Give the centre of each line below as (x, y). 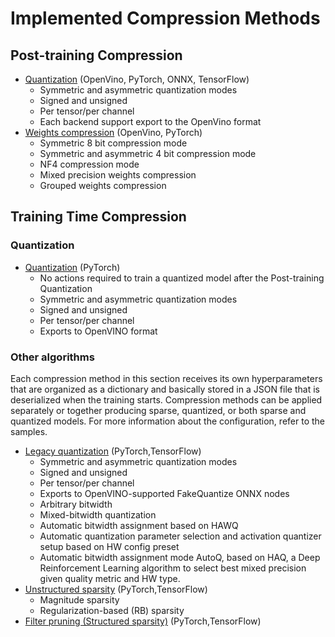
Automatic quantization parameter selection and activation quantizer (180, 536)
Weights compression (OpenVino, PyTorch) (113, 132)
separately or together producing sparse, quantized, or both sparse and (158, 410)
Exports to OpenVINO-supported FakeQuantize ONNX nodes (164, 493)
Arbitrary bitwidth (76, 504)
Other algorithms (52, 357)
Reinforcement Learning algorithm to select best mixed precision (173, 568)
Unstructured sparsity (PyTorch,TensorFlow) (116, 589)
